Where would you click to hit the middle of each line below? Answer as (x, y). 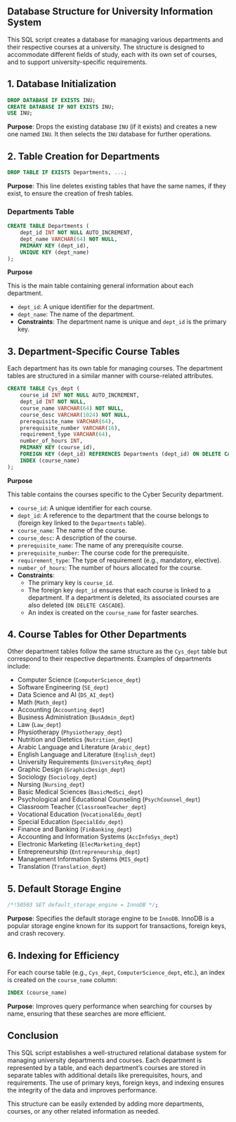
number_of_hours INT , (51, 441)
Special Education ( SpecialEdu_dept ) (70, 822)
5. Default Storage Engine (64, 889)
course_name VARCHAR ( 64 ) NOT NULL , (72, 408)
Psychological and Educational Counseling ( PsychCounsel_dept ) (109, 799)
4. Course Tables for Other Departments (97, 634)
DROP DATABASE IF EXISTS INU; (52, 100)
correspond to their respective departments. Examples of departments (110, 659)
